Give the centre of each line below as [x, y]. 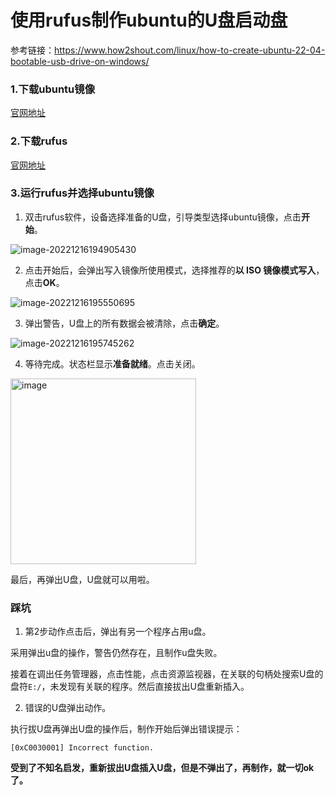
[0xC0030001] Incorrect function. [82, 748]
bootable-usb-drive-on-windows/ [80, 61]
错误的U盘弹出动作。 [68, 708]
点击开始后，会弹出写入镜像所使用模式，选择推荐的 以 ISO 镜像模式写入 [170, 270]
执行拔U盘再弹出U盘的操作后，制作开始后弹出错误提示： [126, 729]
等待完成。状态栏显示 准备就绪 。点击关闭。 [112, 363]
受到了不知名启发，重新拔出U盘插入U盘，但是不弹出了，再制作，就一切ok [162, 768]
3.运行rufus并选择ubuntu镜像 [82, 193]
